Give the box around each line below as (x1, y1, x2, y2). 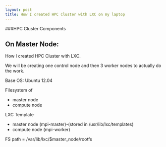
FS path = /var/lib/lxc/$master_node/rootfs (5, 136, 93, 142)
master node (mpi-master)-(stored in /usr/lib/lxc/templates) (12, 121, 134, 127)
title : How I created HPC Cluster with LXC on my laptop (5, 12, 125, 17)
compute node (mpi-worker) (12, 127, 70, 133)
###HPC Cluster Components (5, 25, 66, 31)
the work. (5, 68, 25, 74)
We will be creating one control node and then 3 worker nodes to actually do (5, 63, 162, 69)
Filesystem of (5, 87, 33, 93)
